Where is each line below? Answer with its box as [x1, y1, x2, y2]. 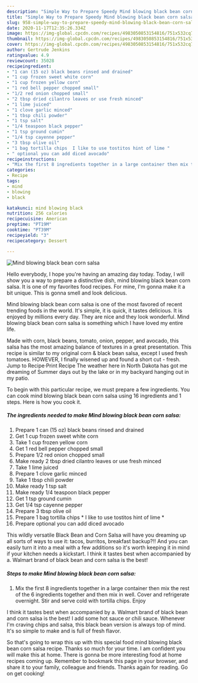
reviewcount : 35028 [6, 58, 55, 63]
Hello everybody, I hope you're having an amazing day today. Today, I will [6, 270, 184, 277]
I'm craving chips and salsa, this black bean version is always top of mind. [6, 621, 186, 628]
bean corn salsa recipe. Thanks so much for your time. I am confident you [6, 645, 186, 652]
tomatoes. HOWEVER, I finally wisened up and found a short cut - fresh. [6, 356, 181, 363]
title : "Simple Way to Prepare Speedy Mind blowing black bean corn [6, 14, 178, 20]
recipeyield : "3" [6, 232, 49, 238]
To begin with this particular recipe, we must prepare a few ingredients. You [6, 386, 190, 393]
